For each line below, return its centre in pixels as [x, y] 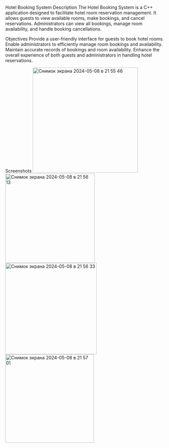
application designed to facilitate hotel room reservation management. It [81, 13]
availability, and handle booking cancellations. [53, 29]
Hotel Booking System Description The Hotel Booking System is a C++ [79, 7]
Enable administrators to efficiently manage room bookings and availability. [84, 44]
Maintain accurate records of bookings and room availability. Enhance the [82, 50]
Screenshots [19, 171]
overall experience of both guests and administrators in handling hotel [79, 55]
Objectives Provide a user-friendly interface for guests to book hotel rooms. [85, 39]
